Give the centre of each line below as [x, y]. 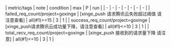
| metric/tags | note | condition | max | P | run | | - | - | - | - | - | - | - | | [78, 8]
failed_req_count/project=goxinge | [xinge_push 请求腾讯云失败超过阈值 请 [83, 14]
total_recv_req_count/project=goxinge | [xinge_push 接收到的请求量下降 [80, 33]
